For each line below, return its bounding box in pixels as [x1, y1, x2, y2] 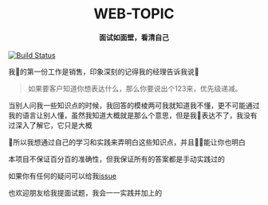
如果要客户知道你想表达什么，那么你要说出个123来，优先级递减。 [27, 84, 242, 94]
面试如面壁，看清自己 [99, 33, 169, 42]
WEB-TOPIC [93, 5, 175, 23]
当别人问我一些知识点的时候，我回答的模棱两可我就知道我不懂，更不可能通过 [8, 101, 260, 110]
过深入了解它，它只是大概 [8, 121, 93, 130]
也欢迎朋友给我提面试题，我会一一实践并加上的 [8, 188, 162, 198]
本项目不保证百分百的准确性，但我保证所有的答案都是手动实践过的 [8, 154, 225, 164]
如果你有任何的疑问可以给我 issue [8, 172, 117, 181]
